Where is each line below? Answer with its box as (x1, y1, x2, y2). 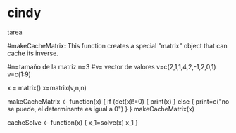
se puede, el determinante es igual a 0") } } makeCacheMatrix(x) (7, 104, 195, 113)
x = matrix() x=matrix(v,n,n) (7, 83, 87, 92)
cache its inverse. (7, 49, 58, 57)
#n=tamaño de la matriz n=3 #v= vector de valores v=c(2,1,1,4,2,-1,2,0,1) (7, 62, 216, 71)
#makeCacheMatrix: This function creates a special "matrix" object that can (7, 41, 228, 50)
